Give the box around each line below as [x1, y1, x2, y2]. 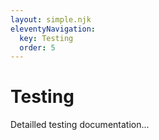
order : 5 [19, 42, 56, 53]
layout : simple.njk [10, 14, 92, 25]
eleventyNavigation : [10, 24, 97, 34]
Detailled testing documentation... [10, 119, 150, 131]
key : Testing [19, 33, 74, 43]
